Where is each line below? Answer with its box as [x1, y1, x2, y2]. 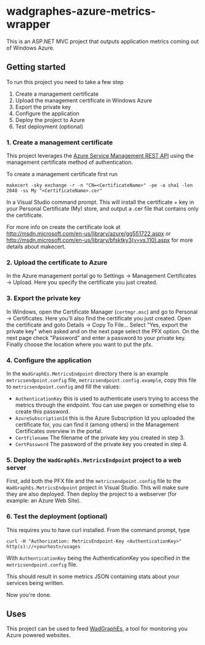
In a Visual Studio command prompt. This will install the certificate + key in [6, 198, 195, 206]
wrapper [6, 17, 51, 31]
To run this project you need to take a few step [6, 78, 124, 85]
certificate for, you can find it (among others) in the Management [15, 420, 179, 428]
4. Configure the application [6, 356, 92, 365]
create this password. [15, 407, 70, 415]
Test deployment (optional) [15, 123, 84, 130]
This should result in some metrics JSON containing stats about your [6, 573, 180, 580]
